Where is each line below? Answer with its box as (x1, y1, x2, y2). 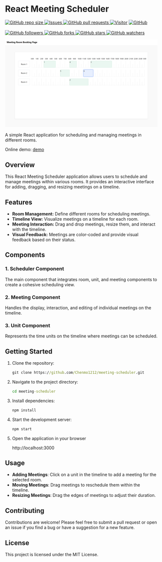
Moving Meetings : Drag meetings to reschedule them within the (12, 482, 140, 488)
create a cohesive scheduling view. (5, 281, 75, 287)
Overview (5, 160, 35, 169)
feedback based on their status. (12, 237, 76, 243)
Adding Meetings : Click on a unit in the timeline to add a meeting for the (12, 472, 157, 477)
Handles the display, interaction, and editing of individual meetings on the (5, 305, 151, 311)
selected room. (12, 477, 43, 483)
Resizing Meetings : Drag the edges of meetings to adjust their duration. (12, 492, 156, 498)
